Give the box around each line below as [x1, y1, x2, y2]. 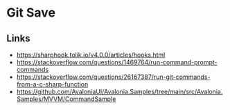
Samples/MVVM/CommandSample [16, 95, 116, 103]
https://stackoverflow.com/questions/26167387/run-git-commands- [16, 73, 211, 81]
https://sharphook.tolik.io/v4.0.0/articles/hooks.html [16, 51, 166, 59]
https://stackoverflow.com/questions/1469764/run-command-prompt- [16, 58, 218, 66]
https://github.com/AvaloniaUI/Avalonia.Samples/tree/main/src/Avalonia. [16, 88, 223, 95]
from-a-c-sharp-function [16, 80, 89, 88]
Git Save [6, 5, 56, 21]
